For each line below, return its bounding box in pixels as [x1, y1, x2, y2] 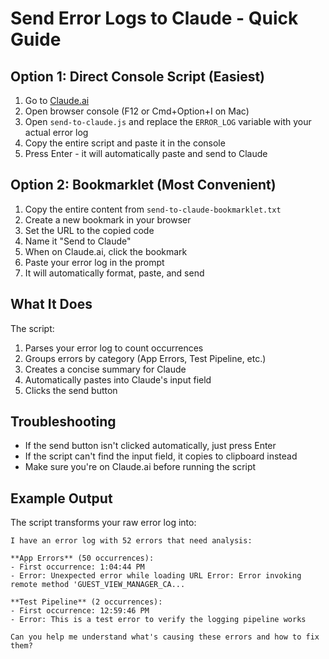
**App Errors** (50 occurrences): [10, 553, 155, 564]
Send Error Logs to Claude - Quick [10, 7, 299, 30]
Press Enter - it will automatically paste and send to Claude [24, 148, 268, 159]
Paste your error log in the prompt [24, 256, 165, 268]
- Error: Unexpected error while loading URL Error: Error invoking [10, 571, 302, 581]
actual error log [24, 127, 89, 138]
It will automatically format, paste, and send [24, 267, 205, 279]
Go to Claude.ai [24, 95, 90, 106]
